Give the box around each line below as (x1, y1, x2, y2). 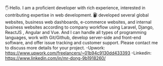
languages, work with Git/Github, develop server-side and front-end (5, 34, 141, 40)
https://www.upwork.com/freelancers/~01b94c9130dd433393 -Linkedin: (5, 50, 152, 56)
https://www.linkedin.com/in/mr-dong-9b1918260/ (5, 55, 106, 61)
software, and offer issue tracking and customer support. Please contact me (5, 40, 158, 46)
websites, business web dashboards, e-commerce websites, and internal (5, 19, 152, 25)
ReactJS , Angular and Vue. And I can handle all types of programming (5, 30, 147, 35)
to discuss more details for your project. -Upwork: (5, 45, 106, 50)
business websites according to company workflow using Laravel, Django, (5, 24, 154, 30)
